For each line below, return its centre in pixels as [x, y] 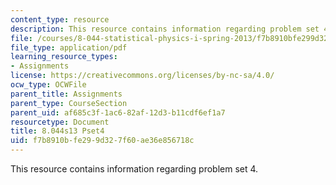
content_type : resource [60, 19]
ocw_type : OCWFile [48, 85]
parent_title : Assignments [66, 94]
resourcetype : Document [60, 122]
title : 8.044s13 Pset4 [57, 131]
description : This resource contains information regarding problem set [165, 29]
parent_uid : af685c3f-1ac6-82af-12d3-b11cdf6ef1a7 [118, 112]
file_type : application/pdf [69, 47]
